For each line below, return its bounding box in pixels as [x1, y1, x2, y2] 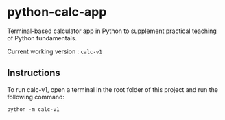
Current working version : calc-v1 [7, 47, 103, 56]
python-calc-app [7, 4, 107, 20]
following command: [7, 93, 65, 101]
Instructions [7, 67, 60, 79]
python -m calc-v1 [7, 106, 60, 113]
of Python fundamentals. [7, 34, 78, 42]
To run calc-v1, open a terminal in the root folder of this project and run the [7, 85, 218, 93]
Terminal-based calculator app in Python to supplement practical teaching [7, 27, 217, 35]
